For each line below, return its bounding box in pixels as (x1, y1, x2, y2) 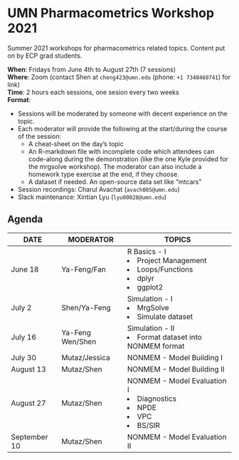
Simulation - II (127, 323, 175, 333)
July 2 (11, 302, 32, 312)
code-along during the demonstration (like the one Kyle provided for (28, 155, 229, 163)
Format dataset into (137, 332, 203, 342)
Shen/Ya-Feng (61, 302, 112, 312)
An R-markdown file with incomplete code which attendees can (28, 147, 215, 155)
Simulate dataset (137, 312, 193, 322)
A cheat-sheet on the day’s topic (28, 139, 124, 148)
